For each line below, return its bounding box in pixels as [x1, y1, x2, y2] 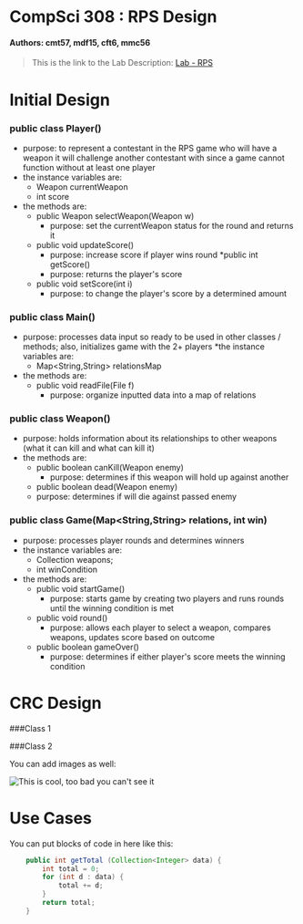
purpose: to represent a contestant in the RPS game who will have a [22, 142, 278, 153]
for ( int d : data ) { [42, 873, 125, 882]
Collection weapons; [35, 554, 114, 565]
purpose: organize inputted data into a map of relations [49, 389, 257, 400]
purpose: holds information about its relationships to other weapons [22, 433, 278, 444]
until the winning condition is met [49, 602, 175, 613]
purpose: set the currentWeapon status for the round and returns [49, 220, 294, 231]
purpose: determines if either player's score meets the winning [49, 650, 286, 662]
